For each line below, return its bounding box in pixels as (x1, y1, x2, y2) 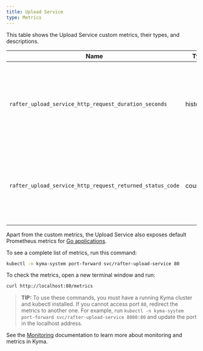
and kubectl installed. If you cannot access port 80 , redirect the (21, 300, 178, 308)
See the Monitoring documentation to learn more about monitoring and (6, 332, 182, 339)
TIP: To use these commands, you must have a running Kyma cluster (21, 294, 193, 301)
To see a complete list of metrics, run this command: (6, 249, 137, 256)
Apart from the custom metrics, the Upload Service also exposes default (6, 231, 187, 238)
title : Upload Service (6, 8, 63, 15)
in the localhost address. (21, 320, 83, 327)
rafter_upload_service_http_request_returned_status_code (9, 182, 180, 189)
